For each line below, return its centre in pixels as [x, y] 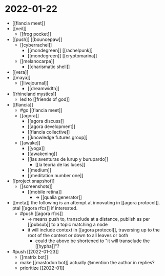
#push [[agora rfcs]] [41, 214]
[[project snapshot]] [33, 181]
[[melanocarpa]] [37, 61]
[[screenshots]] [36, 186]
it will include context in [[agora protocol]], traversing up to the [94, 230]
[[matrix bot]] [34, 257]
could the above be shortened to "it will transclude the [92, 241]
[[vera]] [20, 72]
